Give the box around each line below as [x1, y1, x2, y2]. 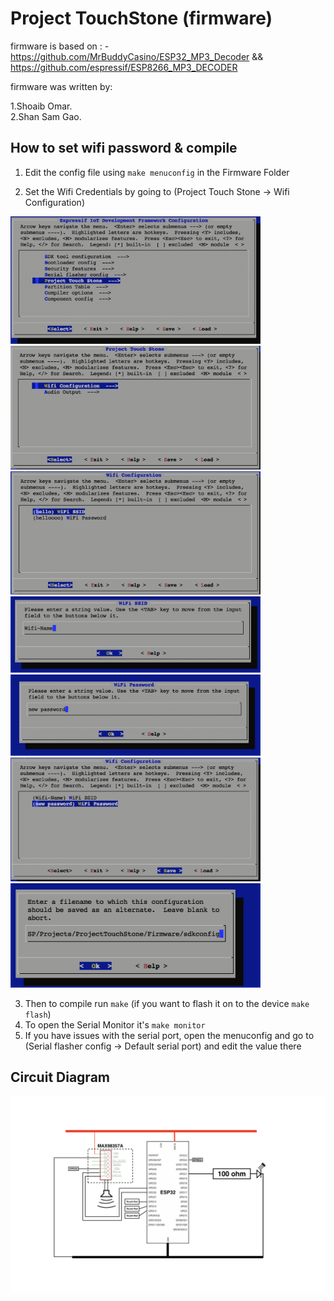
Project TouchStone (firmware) [10, 7, 273, 30]
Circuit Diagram [10, 1068, 110, 1086]
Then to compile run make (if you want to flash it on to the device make [24, 997, 310, 1009]
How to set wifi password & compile [10, 140, 238, 157]
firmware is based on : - [10, 40, 110, 52]
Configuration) [24, 196, 86, 208]
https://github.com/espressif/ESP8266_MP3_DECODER [10, 61, 238, 73]
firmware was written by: [10, 80, 113, 92]
